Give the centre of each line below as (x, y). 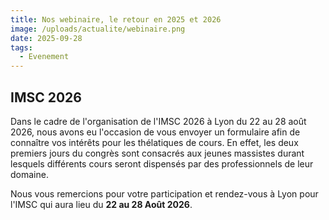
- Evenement (44, 57)
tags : (21, 47)
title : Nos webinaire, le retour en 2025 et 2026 (116, 19)
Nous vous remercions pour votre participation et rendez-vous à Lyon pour (164, 193)
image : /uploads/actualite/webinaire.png (98, 29)
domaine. (29, 174)
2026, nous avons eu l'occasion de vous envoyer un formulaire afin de (155, 132)
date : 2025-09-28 (46, 38)
